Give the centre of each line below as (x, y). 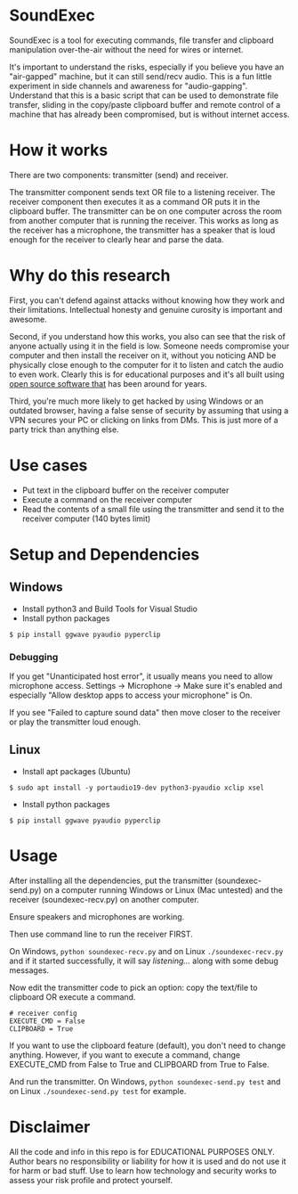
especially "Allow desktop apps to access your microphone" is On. (131, 695)
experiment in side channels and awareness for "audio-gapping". (129, 86)
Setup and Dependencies (105, 554)
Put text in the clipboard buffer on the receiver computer (125, 490)
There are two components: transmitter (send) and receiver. (119, 175)
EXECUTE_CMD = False (48, 1021)
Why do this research (90, 276)
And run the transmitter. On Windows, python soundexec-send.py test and (145, 1081)
